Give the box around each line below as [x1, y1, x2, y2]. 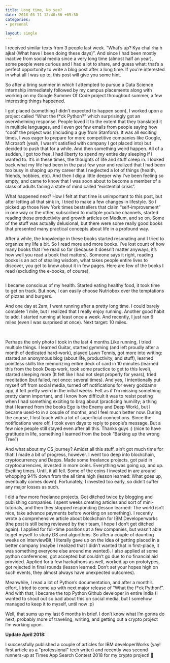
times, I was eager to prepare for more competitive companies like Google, [5, 135, 161, 141]
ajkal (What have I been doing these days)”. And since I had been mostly [5, 50, 157, 56]
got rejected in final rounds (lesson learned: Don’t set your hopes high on [5, 564, 158, 570]
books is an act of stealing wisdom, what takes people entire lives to [5, 257, 148, 264]
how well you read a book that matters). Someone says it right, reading [5, 252, 153, 258]
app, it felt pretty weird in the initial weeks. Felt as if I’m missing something [5, 388, 161, 394]
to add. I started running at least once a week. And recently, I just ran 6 [5, 314, 154, 320]
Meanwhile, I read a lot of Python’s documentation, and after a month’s [5, 580, 153, 586]
